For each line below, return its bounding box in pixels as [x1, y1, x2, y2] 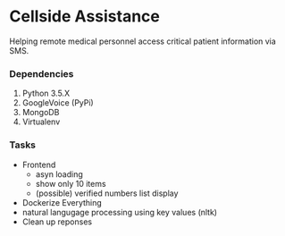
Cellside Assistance [9, 6, 161, 27]
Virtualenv [21, 116, 61, 127]
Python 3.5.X [21, 88, 70, 99]
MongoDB [21, 107, 60, 118]
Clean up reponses [21, 216, 92, 227]
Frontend [21, 159, 56, 170]
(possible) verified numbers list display [35, 188, 179, 198]
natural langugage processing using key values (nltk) [21, 206, 217, 217]
